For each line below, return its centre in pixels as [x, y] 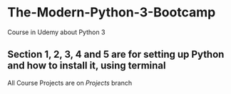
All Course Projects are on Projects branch [70, 83]
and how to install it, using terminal [87, 66]
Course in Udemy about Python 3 [56, 32]
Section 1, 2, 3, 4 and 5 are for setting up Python [116, 54]
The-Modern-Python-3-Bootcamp [112, 12]
